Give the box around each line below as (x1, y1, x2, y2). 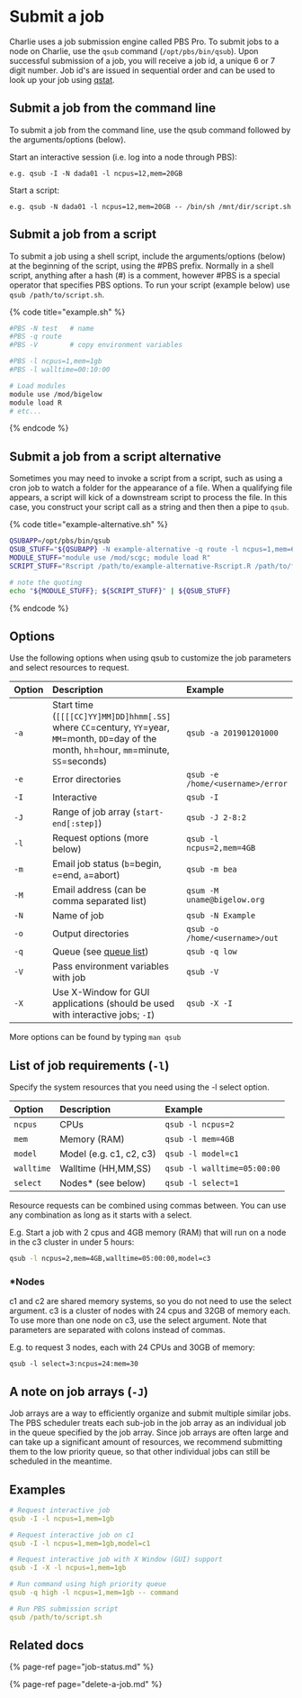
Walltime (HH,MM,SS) (59, 1163, 152, 1175)
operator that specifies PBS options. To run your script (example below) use (9, 279, 290, 290)
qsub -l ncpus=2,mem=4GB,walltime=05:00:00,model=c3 (9, 1255, 211, 1264)
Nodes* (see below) (59, 1177, 147, 1190)
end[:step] (52, 818, 99, 829)
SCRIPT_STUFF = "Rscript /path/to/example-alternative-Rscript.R (9, 561, 252, 571)
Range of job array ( (52, 806, 137, 818)
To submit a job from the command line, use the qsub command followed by (9, 124, 291, 135)
